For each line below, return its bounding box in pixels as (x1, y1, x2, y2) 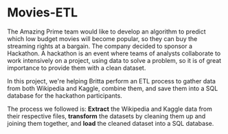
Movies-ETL (7, 5, 78, 21)
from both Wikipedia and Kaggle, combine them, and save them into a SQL (7, 84, 218, 92)
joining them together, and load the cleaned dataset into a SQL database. (7, 119, 214, 127)
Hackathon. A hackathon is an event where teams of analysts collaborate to (7, 49, 221, 57)
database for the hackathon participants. (7, 91, 122, 100)
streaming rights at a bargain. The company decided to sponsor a (7, 42, 193, 50)
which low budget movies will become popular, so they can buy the (7, 34, 198, 42)
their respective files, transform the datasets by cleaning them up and (7, 111, 206, 120)
